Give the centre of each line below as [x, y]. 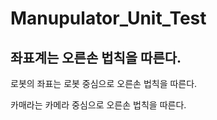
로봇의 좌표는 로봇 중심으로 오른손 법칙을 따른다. [104, 83]
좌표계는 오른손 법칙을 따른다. [96, 57]
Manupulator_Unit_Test [108, 18]
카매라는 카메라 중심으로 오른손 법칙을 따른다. [98, 105]
